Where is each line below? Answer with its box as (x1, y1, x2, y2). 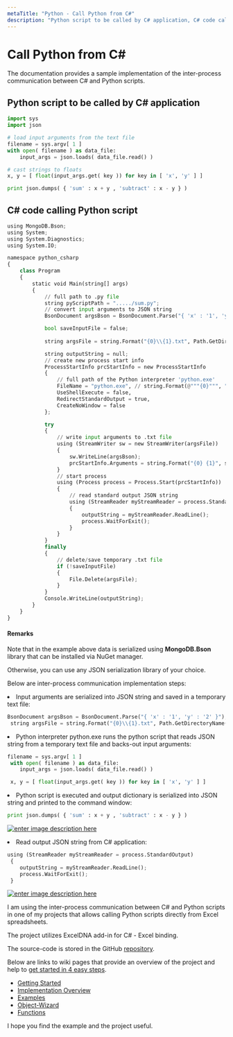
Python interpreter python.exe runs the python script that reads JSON (16, 732, 215, 741)
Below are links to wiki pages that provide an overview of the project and (7, 958, 215, 966)
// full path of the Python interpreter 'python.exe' (56, 376, 216, 384)
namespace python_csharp (7, 255, 79, 262)
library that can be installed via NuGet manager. (7, 652, 144, 660)
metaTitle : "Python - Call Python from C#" (7, 10, 135, 17)
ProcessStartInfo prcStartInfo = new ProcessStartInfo (44, 363, 207, 370)
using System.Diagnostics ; (7, 235, 85, 243)
